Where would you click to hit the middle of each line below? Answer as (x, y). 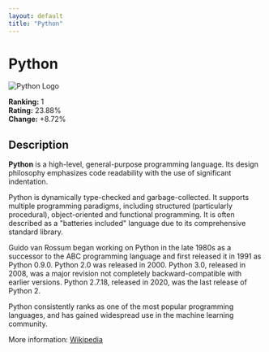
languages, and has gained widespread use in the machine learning (121, 315)
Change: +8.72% (37, 120)
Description (38, 144)
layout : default (36, 16)
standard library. (36, 232)
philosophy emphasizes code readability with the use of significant (120, 173)
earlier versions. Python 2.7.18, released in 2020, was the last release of (128, 282)
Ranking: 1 (26, 102)
